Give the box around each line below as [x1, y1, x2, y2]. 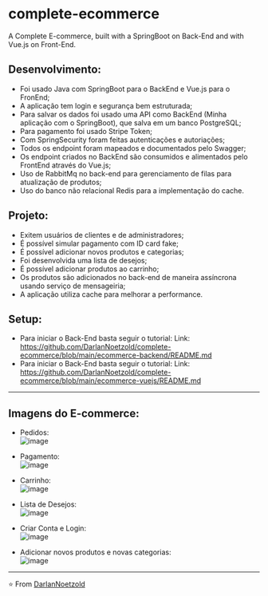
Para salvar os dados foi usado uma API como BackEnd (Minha [19, 109, 227, 119]
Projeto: [8, 209, 49, 223]
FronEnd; [19, 93, 50, 102]
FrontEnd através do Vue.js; [19, 160, 112, 170]
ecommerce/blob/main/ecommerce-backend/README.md [19, 350, 213, 360]
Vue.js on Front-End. [8, 39, 77, 49]
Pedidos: [19, 428, 49, 437]
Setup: [8, 312, 42, 326]
